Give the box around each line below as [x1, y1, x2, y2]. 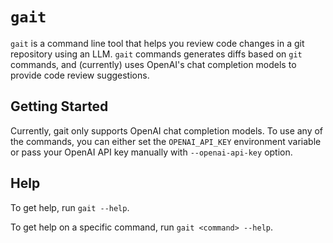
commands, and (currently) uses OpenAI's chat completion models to [10, 58, 297, 70]
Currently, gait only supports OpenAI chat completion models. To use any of [10, 124, 324, 137]
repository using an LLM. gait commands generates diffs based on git [10, 48, 303, 60]
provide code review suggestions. [10, 69, 150, 81]
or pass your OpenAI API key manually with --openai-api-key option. [10, 146, 293, 158]
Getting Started [10, 98, 109, 115]
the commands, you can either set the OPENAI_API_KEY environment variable [10, 135, 322, 147]
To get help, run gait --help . [10, 201, 130, 213]
